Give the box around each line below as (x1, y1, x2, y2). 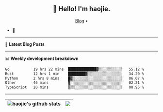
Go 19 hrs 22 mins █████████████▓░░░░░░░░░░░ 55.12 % (5, 67, 145, 72)
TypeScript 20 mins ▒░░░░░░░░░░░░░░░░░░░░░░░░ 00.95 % (5, 85, 145, 90)
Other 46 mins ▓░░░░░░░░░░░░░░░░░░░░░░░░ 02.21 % (5, 80, 145, 85)
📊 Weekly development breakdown (5, 56, 79, 61)
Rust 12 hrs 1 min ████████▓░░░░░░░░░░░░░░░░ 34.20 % (5, 71, 145, 76)
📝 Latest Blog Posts (5, 41, 45, 47)
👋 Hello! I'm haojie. (52, 5, 111, 13)
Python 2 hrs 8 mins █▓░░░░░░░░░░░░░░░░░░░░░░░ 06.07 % (5, 76, 145, 81)
